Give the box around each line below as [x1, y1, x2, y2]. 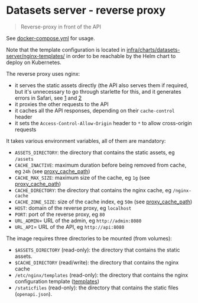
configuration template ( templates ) [14, 278, 99, 285]
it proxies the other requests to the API [14, 100, 109, 107]
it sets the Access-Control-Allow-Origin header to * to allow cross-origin [14, 119, 192, 126]
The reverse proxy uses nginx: [6, 70, 80, 77]
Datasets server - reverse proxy [6, 4, 166, 17]
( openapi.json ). [14, 290, 52, 297]
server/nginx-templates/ [6, 52, 65, 59]
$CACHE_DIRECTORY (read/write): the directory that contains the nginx [14, 259, 179, 266]
